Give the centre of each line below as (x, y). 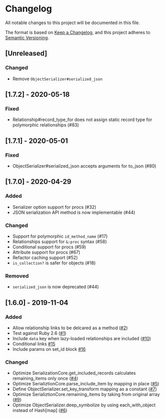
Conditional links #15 (34, 344)
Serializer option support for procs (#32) (54, 207)
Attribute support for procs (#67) (46, 252)
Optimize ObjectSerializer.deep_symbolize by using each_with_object (84, 405)
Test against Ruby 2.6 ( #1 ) (39, 333)
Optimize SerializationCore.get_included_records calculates (74, 373)
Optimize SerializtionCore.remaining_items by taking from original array (86, 394)
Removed (17, 275)
